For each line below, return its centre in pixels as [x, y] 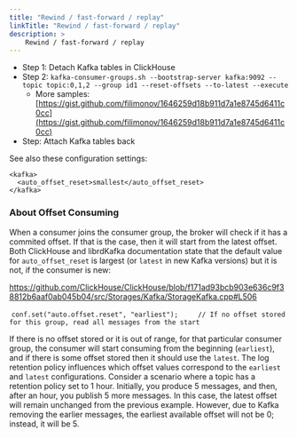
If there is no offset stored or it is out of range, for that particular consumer [145, 338]
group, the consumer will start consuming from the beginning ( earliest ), [142, 348]
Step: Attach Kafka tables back [78, 141]
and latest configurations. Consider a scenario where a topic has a [132, 376]
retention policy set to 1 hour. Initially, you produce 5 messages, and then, [143, 386]
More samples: [63, 94]
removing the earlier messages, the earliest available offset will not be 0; [142, 414]
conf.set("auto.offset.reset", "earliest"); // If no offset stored [148, 315]
